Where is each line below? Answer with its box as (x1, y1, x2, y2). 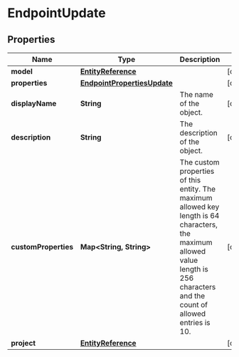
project (11, 338, 36, 348)
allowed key (179, 202, 220, 212)
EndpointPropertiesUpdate (80, 78, 173, 88)
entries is (179, 318, 211, 327)
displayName (11, 98, 57, 108)
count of (179, 300, 208, 309)
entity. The (179, 184, 216, 194)
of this (179, 175, 201, 185)
